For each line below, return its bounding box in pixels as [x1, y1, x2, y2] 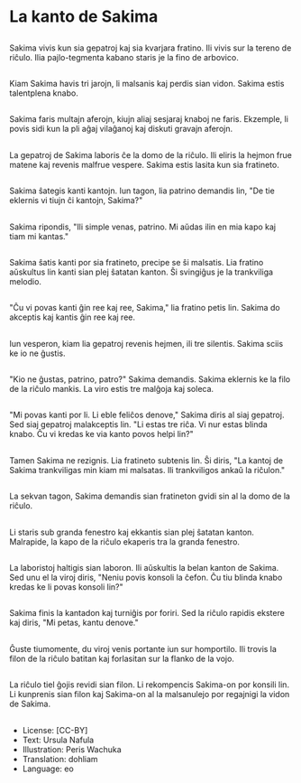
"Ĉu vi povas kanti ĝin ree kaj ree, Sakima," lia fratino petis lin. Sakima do [9, 303, 281, 313]
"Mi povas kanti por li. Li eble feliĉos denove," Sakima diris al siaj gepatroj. [9, 409, 285, 421]
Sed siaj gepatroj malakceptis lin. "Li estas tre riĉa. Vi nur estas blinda [9, 419, 268, 430]
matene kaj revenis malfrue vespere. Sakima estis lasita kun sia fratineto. [9, 159, 279, 170]
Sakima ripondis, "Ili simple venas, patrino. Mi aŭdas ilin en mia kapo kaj [9, 221, 277, 232]
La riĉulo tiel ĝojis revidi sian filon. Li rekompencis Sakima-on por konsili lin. [9, 679, 290, 690]
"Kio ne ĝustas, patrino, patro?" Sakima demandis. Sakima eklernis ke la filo [9, 374, 291, 385]
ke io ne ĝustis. [9, 348, 66, 359]
